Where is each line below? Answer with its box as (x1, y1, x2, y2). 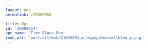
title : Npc (5, 21, 29, 26)
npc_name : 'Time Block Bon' (5, 31, 66, 36)
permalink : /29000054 (5, 12, 52, 17)
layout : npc (5, 7, 31, 13)
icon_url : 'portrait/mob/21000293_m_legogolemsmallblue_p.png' (5, 35, 144, 40)
